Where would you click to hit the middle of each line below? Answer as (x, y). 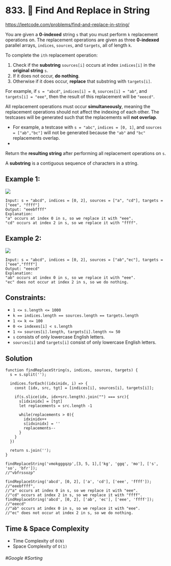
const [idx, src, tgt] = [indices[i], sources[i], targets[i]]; (84, 388)
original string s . (30, 70)
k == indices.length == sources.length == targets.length (76, 316)
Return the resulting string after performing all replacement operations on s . (86, 153)
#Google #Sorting (24, 558)
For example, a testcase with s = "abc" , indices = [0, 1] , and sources (87, 127)
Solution (19, 358)
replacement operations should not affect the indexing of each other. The (82, 112)
